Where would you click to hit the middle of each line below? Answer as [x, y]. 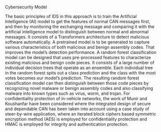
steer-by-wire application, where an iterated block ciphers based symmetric [81, 114]
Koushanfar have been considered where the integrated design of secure [78, 104]
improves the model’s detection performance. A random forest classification [81, 52]
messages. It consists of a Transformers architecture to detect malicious [77, 37]
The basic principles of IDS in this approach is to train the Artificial [71, 16]
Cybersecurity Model [26, 7]
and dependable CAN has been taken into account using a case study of [77, 109]
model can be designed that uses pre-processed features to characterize [78, 57]
